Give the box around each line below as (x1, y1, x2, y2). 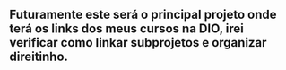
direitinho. (9, 49, 69, 65)
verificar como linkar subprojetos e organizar (9, 35, 267, 50)
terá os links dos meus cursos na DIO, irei (9, 22, 244, 37)
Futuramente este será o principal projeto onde (9, 7, 277, 22)
